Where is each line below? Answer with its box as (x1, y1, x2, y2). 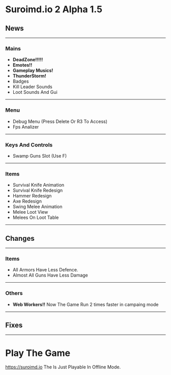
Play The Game (5, 347, 70, 359)
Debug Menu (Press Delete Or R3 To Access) (12, 118, 108, 124)
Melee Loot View (12, 209, 48, 215)
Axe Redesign (12, 198, 42, 205)
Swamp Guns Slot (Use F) (12, 153, 67, 159)
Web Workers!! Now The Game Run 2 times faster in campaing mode (12, 301, 159, 307)
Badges (12, 78, 29, 85)
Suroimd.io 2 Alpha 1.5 (5, 4, 103, 15)
